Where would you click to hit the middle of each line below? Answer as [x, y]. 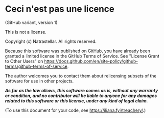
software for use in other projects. [39, 81]
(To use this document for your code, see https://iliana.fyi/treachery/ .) [75, 110]
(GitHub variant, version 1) [31, 22]
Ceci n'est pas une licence [60, 9]
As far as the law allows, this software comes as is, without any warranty [82, 90]
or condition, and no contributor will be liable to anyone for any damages [81, 96]
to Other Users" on [24, 61]
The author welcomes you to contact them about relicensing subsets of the [81, 76]
